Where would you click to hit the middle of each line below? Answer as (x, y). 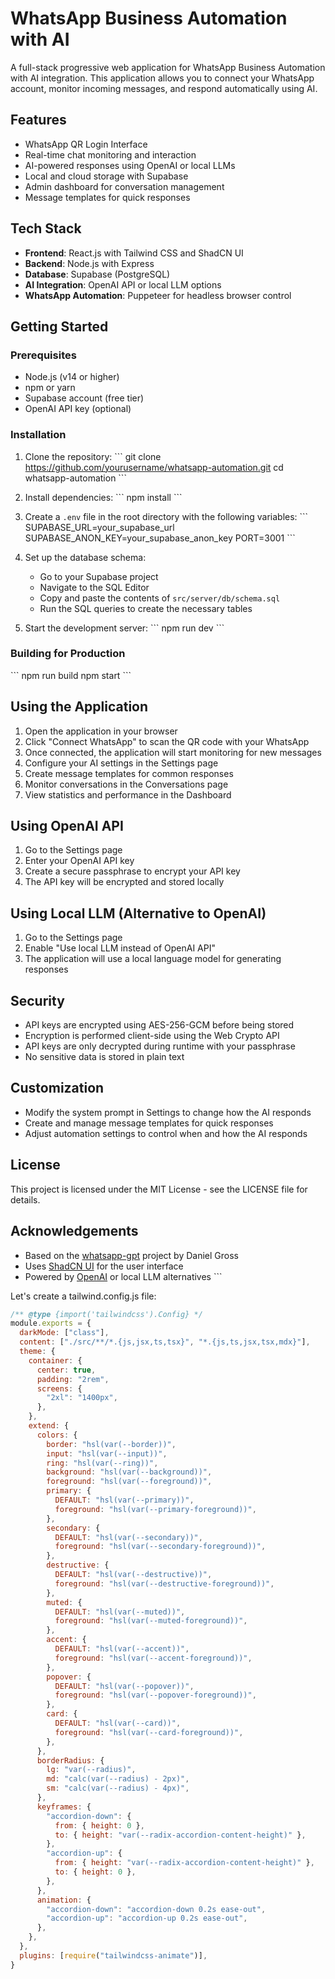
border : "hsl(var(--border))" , (111, 1444)
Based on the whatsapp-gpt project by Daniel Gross (131, 1255)
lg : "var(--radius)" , (91, 1770)
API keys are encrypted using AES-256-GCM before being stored (159, 1025)
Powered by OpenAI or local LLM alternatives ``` (123, 1276)
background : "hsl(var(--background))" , (129, 1472)
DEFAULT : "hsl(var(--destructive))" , (133, 1575)
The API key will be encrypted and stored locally (124, 882)
